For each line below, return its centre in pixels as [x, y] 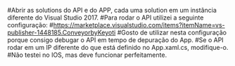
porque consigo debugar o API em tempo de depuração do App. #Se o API [115, 40]
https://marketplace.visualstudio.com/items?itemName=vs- [139, 25]
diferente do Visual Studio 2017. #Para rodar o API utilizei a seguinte [106, 18]
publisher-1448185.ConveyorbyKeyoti [62, 32]
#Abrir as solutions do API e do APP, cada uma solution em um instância [112, 10]
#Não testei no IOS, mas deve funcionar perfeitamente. [87, 55]
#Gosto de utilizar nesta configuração [172, 32]
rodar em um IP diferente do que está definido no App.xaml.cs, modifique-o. [118, 47]
